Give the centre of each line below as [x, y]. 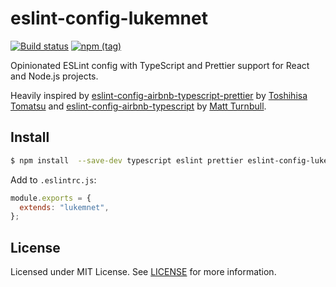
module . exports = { [51, 198]
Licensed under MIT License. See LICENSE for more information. [143, 272]
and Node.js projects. [54, 76]
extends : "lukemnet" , [64, 207]
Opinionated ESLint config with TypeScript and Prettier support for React [160, 65]
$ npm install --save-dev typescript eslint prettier [127, 160]
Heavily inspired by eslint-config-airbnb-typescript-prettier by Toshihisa [159, 95]
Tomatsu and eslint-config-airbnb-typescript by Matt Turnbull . [138, 106]
